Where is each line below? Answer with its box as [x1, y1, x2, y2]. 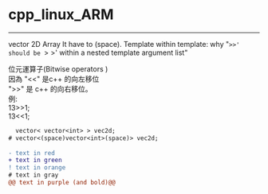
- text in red [8, 149, 56, 157]
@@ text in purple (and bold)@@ [8, 179, 116, 187]
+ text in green [8, 157, 62, 165]
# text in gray [8, 171, 59, 180]
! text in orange [8, 164, 66, 172]
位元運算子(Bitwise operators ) [8, 64, 108, 73]
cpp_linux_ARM [8, 6, 114, 24]
